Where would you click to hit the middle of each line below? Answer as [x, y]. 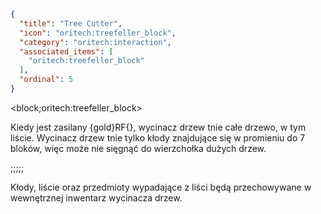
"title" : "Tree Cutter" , [71, 23]
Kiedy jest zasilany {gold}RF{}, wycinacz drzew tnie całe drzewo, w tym [158, 127]
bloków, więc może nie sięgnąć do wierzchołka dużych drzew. [138, 148]
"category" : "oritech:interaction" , [95, 42]
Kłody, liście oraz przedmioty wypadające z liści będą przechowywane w [161, 187]
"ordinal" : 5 [46, 80]
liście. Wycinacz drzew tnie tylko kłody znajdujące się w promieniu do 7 [158, 137]
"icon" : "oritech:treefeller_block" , [98, 33]
